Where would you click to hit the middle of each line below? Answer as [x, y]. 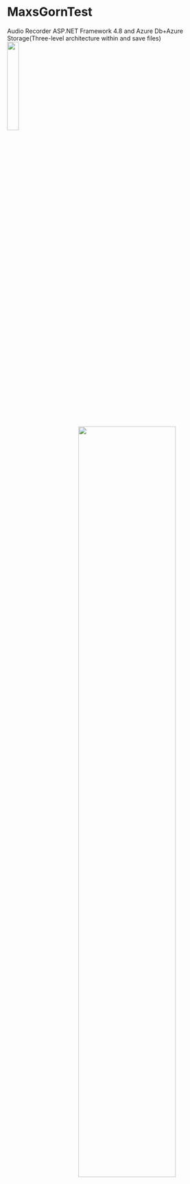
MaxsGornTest [50, 12]
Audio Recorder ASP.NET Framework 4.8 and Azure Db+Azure [95, 31]
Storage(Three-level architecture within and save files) [84, 38]
